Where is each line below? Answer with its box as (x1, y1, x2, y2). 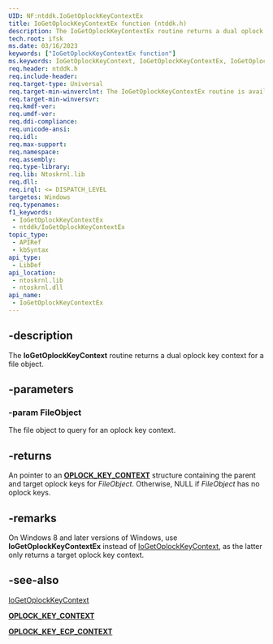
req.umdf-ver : (8, 110, 57, 119)
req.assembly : (8, 155, 57, 163)
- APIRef (11, 239, 42, 247)
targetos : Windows (8, 192, 71, 201)
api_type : (8, 253, 42, 261)
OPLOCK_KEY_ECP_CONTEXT (8, 626, 113, 636)
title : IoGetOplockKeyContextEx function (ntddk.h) (8, 19, 187, 28)
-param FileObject (8, 407, 82, 418)
